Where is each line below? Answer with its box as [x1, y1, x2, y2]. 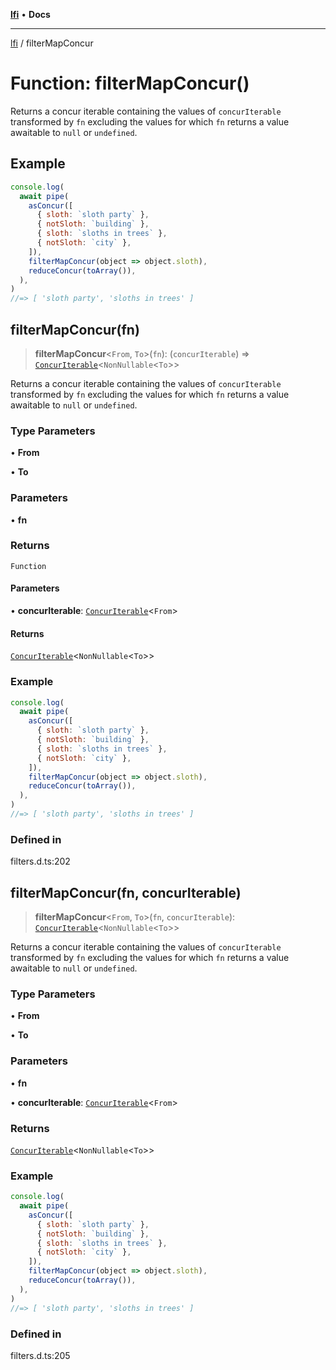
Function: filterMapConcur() [10, 72, 250, 95]
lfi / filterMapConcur [10, 37, 94, 49]
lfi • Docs [10, 9, 51, 20]
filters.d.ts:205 [10, 1349, 71, 1361]
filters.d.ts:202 [10, 855, 71, 868]
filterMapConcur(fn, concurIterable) [10, 884, 242, 901]
